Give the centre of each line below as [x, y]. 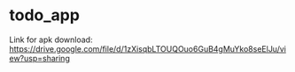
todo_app [44, 15]
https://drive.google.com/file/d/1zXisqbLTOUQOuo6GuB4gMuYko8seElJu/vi [147, 48]
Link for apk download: [51, 40]
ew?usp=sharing [40, 58]
